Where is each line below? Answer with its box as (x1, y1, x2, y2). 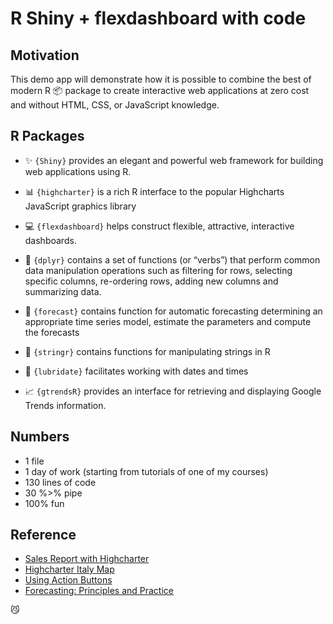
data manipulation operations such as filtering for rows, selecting (24, 264, 293, 276)
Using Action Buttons (24, 574, 113, 586)
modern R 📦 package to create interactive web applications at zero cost (10, 85, 310, 96)
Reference (10, 527, 77, 544)
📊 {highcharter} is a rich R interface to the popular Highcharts (24, 185, 285, 197)
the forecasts (24, 326, 80, 338)
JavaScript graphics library (24, 200, 137, 212)
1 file (24, 455, 45, 467)
